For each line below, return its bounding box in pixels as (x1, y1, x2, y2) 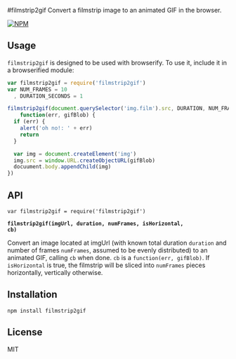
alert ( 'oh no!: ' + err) (20, 125, 93, 132)
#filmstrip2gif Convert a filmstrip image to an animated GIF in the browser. (7, 6, 222, 14)
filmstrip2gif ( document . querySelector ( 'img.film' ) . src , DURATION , (7, 105, 206, 112)
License (7, 326, 43, 339)
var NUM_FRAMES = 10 (7, 86, 68, 93)
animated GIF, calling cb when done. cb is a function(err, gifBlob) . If (7, 254, 210, 262)
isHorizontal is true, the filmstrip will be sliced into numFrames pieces (7, 261, 206, 269)
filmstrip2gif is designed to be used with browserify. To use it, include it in (7, 58, 227, 67)
